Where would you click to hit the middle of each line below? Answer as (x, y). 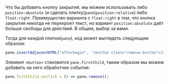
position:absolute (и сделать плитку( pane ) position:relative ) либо (76, 12)
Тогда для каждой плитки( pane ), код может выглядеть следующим (77, 38)
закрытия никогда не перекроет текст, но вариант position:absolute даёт (84, 23)
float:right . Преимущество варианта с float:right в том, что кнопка (80, 18)
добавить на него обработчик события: (48, 67)
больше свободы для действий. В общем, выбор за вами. (67, 28)
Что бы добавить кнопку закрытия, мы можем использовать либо (76, 7)
